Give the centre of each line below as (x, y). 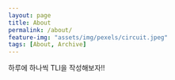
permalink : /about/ (40, 30)
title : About (30, 23)
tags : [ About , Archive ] (48, 45)
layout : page (30, 15)
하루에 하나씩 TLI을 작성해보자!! (57, 68)
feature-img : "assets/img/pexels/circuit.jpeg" (88, 37)
